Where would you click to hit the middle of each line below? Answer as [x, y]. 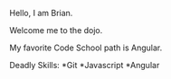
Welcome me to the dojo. [56, 30]
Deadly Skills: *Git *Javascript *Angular [85, 65]
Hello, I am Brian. [41, 13]
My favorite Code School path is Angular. [86, 48]
